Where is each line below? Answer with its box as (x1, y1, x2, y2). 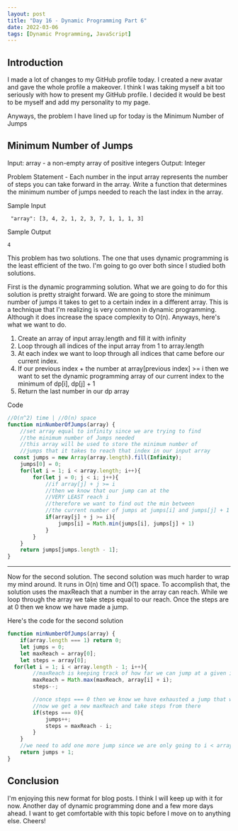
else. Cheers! (7, 816, 46, 825)
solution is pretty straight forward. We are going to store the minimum (7, 290, 210, 298)
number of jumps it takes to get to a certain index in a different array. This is (7, 298, 229, 306)
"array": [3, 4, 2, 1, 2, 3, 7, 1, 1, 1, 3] (10, 214, 144, 222)
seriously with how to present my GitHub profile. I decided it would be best (7, 90, 225, 99)
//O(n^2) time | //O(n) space (7, 414, 97, 421)
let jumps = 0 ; (20, 643, 65, 651)
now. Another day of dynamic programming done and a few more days (7, 801, 214, 810)
